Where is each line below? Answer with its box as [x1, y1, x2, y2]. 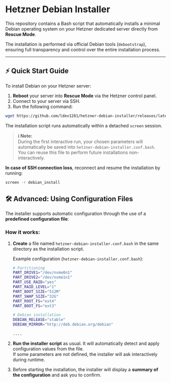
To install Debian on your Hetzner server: [5, 83, 92, 89]
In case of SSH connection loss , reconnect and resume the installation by [5, 165, 160, 171]
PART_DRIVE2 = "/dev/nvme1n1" [12, 275, 72, 280]
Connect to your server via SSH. [12, 98, 80, 104]
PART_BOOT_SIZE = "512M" [12, 289, 61, 294]
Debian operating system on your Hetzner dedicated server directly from [5, 25, 158, 32]
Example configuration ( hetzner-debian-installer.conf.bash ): [12, 256, 144, 262]
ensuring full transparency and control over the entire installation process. [5, 46, 160, 52]
